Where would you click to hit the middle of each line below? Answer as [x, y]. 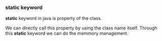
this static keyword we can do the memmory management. [67, 33]
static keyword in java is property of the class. [54, 18]
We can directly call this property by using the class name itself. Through [81, 28]
